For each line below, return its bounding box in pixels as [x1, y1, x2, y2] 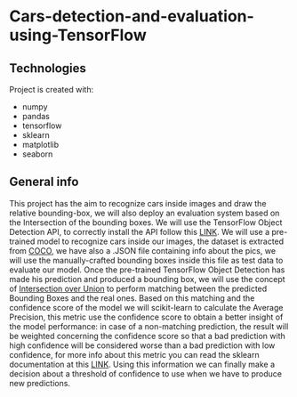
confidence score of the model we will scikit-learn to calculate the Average [9, 302, 284, 312]
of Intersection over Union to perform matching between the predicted [9, 283, 268, 294]
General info [9, 174, 79, 190]
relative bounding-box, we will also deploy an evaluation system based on [9, 207, 280, 218]
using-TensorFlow [9, 25, 147, 45]
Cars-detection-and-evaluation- [9, 6, 255, 27]
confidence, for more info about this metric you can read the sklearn [9, 349, 260, 360]
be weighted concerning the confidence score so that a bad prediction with [9, 330, 286, 341]
